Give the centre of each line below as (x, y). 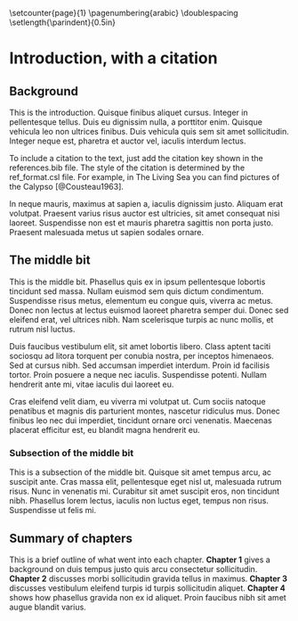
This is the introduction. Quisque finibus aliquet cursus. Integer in (129, 112)
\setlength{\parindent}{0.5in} (62, 22)
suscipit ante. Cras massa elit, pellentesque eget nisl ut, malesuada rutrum (145, 482)
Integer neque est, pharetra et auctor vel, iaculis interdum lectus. (128, 141)
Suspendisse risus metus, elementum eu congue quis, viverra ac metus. (141, 300)
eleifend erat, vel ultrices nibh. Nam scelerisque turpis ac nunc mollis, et (141, 319)
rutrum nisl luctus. (42, 329)
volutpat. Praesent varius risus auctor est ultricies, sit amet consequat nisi (145, 213)
